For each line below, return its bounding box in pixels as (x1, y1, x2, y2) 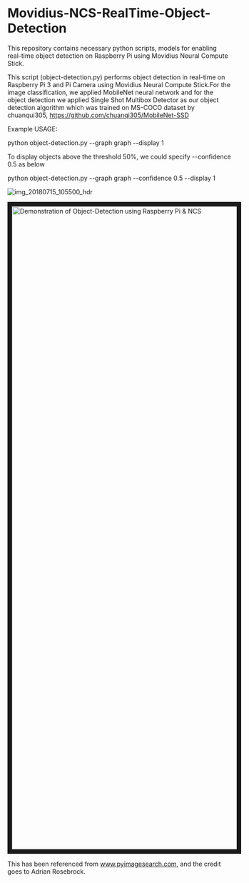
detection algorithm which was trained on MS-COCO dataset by (7, 103, 195, 111)
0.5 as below (7, 159, 45, 169)
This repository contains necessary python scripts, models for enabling (7, 44, 218, 52)
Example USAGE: (7, 124, 58, 133)
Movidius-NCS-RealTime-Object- (7, 5, 211, 21)
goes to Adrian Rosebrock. (7, 867, 86, 876)
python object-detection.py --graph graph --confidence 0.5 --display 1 (7, 174, 216, 182)
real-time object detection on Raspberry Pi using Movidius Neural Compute (7, 51, 228, 60)
